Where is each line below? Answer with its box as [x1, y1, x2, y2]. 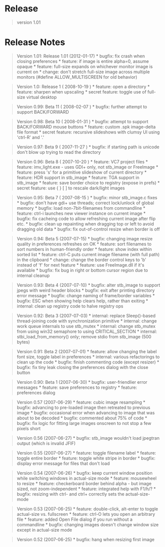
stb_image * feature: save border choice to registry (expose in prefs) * [16, 180, 160, 185]
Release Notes [4, 37, 65, 48]
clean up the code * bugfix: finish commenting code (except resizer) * [16, 359, 160, 365]
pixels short [16, 425, 41, 431]
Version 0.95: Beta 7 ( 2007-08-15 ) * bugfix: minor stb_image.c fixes [16, 194, 158, 200]
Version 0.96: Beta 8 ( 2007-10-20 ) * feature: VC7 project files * [16, 159, 148, 165]
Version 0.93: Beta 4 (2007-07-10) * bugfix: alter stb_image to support [16, 282, 161, 288]
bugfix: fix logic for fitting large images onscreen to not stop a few [16, 420, 152, 426]
